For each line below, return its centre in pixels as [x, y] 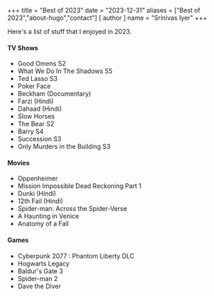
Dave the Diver [39, 286]
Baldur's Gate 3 [40, 271]
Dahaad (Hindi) [40, 109]
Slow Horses [36, 116]
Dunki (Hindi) [37, 194]
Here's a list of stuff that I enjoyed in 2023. [70, 32]
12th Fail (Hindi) [40, 201]
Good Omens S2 [41, 64]
